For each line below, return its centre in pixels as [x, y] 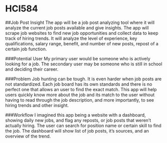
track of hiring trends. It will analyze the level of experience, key [71, 38]
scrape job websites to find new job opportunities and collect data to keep [82, 33]
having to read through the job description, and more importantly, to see [80, 100]
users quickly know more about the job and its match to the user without [80, 95]
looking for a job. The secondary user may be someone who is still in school [84, 64]
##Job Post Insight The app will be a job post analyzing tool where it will [80, 22]
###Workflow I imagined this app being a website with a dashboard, [76, 115]
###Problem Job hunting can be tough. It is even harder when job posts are [83, 79]
